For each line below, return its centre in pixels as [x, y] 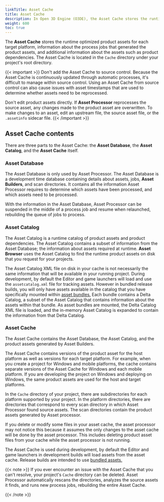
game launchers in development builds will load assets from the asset [75, 454]
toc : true [15, 28]
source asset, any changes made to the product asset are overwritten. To [79, 108]
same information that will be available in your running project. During [75, 274]
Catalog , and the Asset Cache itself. [42, 151]
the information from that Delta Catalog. [45, 315]
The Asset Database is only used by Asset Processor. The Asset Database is [82, 174]
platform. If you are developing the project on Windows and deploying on [79, 374]
